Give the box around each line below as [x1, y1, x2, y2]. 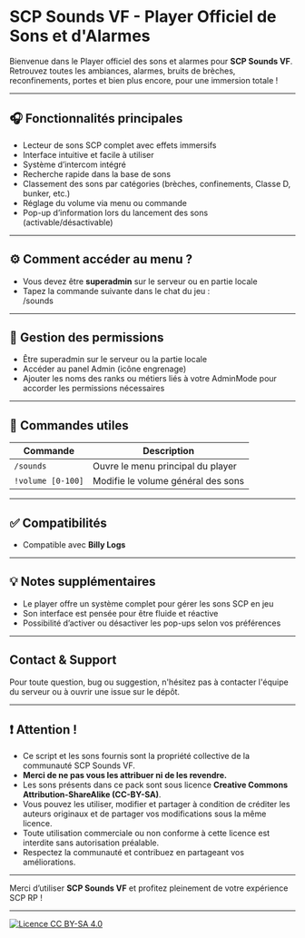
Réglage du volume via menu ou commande [22, 197, 188, 208]
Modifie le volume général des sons [92, 475, 245, 488]
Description [142, 445, 195, 458]
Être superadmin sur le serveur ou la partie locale [22, 354, 207, 365]
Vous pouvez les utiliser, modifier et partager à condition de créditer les [22, 799, 290, 810]
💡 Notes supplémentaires [9, 574, 156, 589]
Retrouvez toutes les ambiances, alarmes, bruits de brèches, [9, 65, 236, 76]
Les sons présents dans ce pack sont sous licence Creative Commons [22, 779, 289, 791]
